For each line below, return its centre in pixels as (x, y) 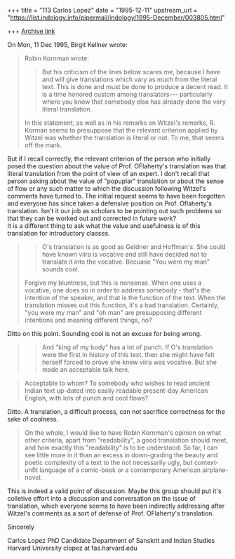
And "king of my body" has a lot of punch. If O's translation (127, 347)
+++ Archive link (31, 31)
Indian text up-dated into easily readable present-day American (116, 391)
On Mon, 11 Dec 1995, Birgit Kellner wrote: (67, 45)
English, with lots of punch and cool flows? (86, 398)
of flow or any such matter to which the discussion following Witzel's (107, 188)
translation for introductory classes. (59, 233)
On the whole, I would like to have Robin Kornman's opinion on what (123, 433)
